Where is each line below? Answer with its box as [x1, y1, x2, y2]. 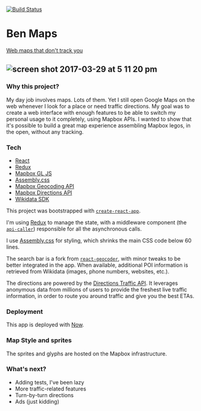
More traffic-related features [14, 385, 86, 392]
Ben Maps [6, 27, 57, 40]
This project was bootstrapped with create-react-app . [6, 207, 141, 214]
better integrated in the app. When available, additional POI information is [6, 261, 188, 269]
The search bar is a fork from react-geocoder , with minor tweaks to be [6, 255, 181, 262]
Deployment [6, 307, 43, 316]
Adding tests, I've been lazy [14, 378, 85, 386]
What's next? [6, 365, 46, 374]
